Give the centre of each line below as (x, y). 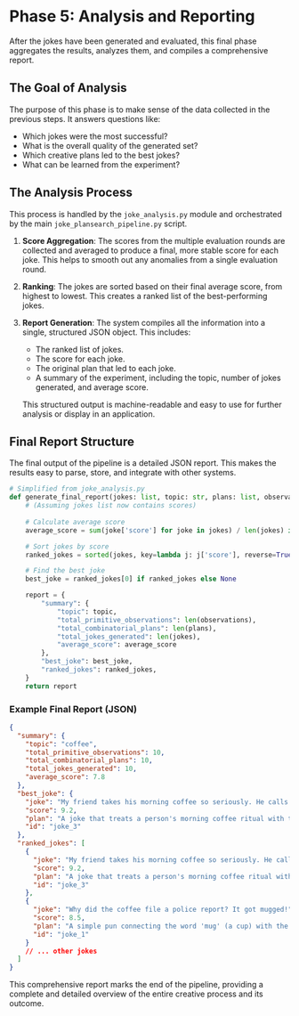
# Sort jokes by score (67, 546)
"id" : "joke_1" (61, 934)
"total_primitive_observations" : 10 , (95, 752)
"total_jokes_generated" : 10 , (81, 769)
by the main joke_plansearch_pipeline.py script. (98, 224)
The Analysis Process (71, 193)
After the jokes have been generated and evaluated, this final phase (133, 41)
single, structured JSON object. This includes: (106, 332)
